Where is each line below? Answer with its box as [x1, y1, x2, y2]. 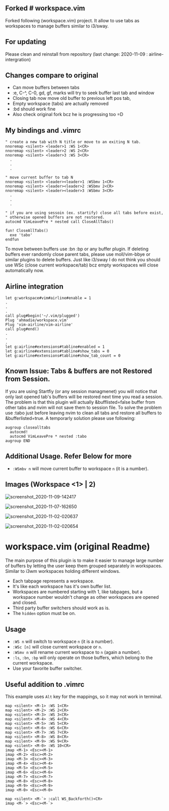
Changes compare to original [5, 71, 98, 80]
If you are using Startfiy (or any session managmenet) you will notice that [5, 388, 157, 394]
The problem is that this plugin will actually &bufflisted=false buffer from [5, 399, 155, 405]
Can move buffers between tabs [12, 85, 80, 91]
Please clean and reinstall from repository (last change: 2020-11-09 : [5, 51, 148, 57]
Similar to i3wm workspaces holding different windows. [5, 568, 121, 574]
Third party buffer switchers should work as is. [12, 605, 110, 611]
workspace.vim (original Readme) [5, 540, 150, 552]
